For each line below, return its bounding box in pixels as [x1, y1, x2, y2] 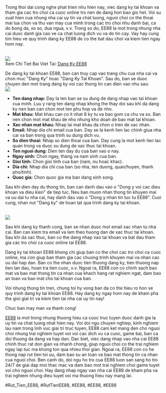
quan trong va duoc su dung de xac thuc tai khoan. [12, 143, 117, 148]
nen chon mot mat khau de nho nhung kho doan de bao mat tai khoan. [12, 116, 156, 122]
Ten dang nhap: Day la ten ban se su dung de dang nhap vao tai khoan [12, 96, 158, 101]
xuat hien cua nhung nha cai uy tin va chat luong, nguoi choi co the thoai [5, 15, 154, 20]
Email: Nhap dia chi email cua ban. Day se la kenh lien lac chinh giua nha [12, 127, 162, 133]
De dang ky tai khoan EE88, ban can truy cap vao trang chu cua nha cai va [5, 70, 158, 76]
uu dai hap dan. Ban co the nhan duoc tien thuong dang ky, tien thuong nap [5, 260, 160, 265]
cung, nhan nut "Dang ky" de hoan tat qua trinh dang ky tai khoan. [5, 200, 141, 205]
